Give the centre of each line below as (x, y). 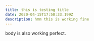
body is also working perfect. (36, 33)
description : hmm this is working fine (47, 19)
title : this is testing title (37, 10)
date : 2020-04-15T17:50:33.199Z (39, 14)
